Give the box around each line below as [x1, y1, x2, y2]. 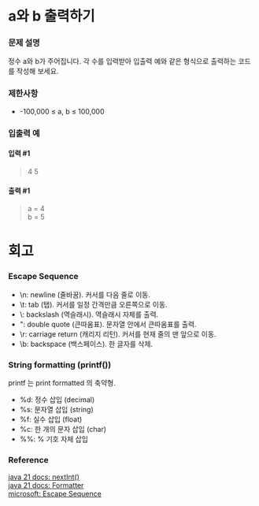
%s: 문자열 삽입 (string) [19, 404, 94, 414]
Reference [8, 454, 49, 465]
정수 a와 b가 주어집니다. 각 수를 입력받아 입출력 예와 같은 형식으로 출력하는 [8, 57, 237, 66]
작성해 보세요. [16, 66, 59, 76]
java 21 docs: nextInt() [8, 472, 80, 482]
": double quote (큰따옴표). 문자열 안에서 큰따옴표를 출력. [19, 319, 197, 329]
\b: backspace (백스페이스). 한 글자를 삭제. [19, 339, 154, 348]
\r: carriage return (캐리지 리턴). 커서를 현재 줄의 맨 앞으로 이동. [19, 329, 216, 339]
